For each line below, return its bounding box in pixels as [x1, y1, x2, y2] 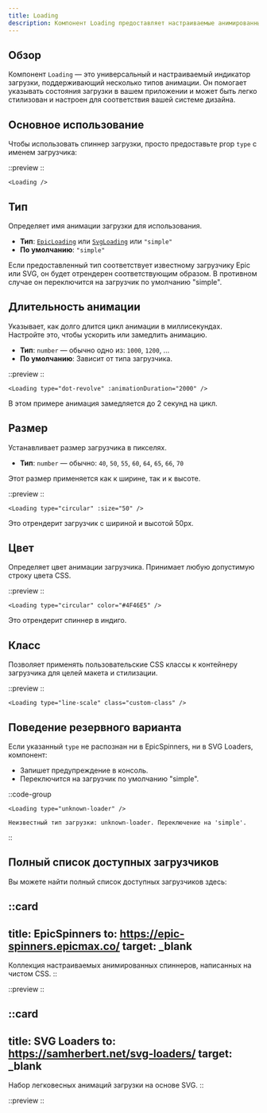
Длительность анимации [8, 300, 141, 314]
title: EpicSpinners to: [8, 927, 118, 940]
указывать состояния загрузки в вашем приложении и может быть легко [8, 87, 257, 96]
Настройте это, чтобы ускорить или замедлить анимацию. [8, 329, 208, 339]
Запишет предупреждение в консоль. [19, 765, 149, 775]
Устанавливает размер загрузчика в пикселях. [8, 442, 167, 452]
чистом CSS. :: [8, 969, 57, 979]
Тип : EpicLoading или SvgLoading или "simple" [19, 236, 173, 246]
